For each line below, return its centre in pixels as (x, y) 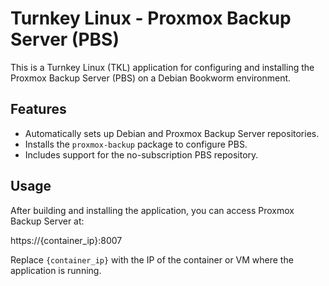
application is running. (56, 270)
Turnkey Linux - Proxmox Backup (151, 18)
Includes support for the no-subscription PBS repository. (141, 154)
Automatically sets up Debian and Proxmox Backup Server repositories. (172, 133)
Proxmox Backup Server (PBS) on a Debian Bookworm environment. (151, 78)
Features (38, 109)
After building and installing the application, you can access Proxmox (152, 210)
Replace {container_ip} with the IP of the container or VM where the (152, 259)
